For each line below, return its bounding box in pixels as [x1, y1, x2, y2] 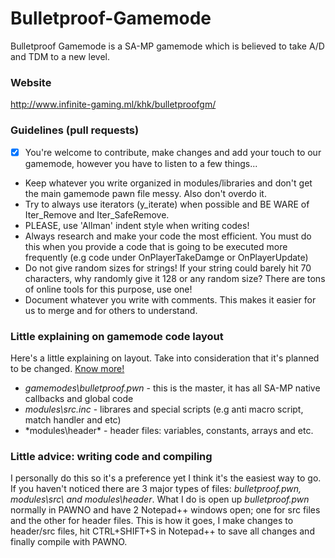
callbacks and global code [24, 392, 134, 404]
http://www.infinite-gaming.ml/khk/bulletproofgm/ [10, 98, 217, 111]
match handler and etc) [24, 413, 122, 426]
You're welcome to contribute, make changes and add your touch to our [24, 146, 322, 158]
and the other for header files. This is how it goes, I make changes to [10, 515, 294, 527]
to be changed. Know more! [10, 362, 125, 374]
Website [10, 75, 52, 89]
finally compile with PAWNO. [10, 536, 128, 548]
